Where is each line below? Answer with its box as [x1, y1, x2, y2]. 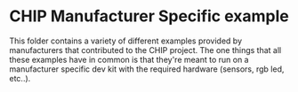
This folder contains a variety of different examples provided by [9, 35, 243, 46]
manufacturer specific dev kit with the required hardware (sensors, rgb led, [9, 64, 285, 74]
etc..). [9, 73, 31, 83]
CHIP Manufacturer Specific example [9, 6, 289, 27]
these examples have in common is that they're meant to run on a [9, 54, 249, 65]
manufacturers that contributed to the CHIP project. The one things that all [9, 44, 282, 55]
